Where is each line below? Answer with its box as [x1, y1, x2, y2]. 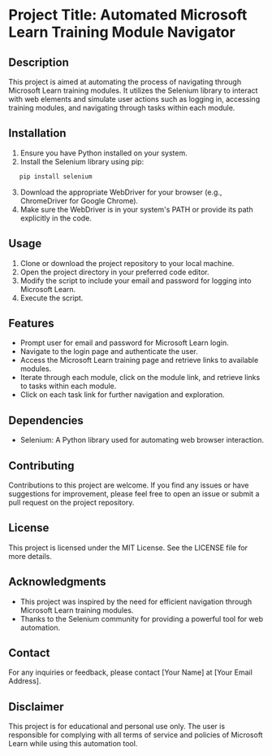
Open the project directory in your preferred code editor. [19, 267, 209, 277]
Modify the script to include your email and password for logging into [19, 275, 252, 286]
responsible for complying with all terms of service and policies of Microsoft [8, 730, 263, 740]
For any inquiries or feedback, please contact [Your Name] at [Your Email [8, 667, 253, 677]
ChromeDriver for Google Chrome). [19, 195, 139, 205]
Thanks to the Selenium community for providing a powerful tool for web [19, 614, 264, 623]
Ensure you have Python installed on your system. [19, 148, 188, 158]
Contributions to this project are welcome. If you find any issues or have [8, 480, 249, 490]
